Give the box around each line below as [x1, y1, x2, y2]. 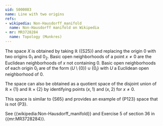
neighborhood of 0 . [5, 71, 44, 77]
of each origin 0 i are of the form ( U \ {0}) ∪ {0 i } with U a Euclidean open [5, 65, 149, 72]
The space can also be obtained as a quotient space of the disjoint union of [5, 81, 157, 87]
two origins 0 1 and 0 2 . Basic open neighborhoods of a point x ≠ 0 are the [5, 53, 152, 61]
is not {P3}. [5, 101, 28, 107]
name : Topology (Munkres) [9, 35, 62, 40]
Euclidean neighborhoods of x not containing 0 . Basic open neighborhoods [5, 60, 156, 66]
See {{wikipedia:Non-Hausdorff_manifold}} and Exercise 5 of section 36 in [5, 111, 155, 117]
